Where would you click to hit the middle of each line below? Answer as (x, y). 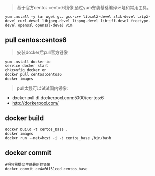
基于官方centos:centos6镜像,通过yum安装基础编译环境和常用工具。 (84, 8)
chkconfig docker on (26, 70)
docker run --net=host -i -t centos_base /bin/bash (58, 138)
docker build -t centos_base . (37, 129)
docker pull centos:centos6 (33, 74)
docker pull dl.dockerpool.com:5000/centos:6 (58, 98)
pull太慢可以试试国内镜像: (42, 88)
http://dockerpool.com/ (35, 103)
